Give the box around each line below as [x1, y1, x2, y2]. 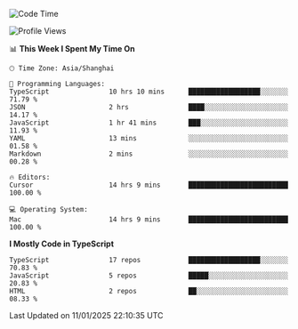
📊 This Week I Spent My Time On [9, 44, 135, 53]
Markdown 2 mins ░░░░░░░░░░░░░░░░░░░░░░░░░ [9, 149, 289, 158]
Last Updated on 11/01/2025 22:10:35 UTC [9, 310, 164, 320]
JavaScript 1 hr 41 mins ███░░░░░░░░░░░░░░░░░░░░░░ [9, 118, 289, 127]
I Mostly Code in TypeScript [9, 238, 114, 249]
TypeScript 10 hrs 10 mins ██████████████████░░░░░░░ [9, 87, 289, 96]
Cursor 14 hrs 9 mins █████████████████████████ [9, 181, 289, 189]
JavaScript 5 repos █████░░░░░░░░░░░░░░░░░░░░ [9, 271, 289, 280]
